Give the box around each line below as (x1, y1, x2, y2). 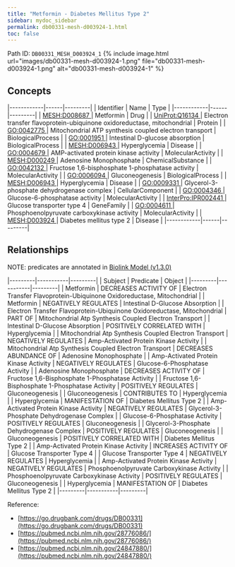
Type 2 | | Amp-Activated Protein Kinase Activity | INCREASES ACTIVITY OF (7, 441, 228, 450)
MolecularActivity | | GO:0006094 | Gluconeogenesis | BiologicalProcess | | (7, 171, 227, 180)
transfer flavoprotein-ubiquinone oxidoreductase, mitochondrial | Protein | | (7, 119, 226, 127)
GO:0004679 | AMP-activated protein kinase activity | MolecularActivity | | (7, 149, 224, 157)
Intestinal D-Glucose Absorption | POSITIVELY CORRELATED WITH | (7, 321, 206, 330)
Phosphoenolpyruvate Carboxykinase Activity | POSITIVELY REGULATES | (7, 471, 222, 480)
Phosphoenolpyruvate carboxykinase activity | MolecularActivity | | (7, 209, 203, 217)
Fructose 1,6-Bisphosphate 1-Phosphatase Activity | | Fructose (7, 374, 189, 382)
